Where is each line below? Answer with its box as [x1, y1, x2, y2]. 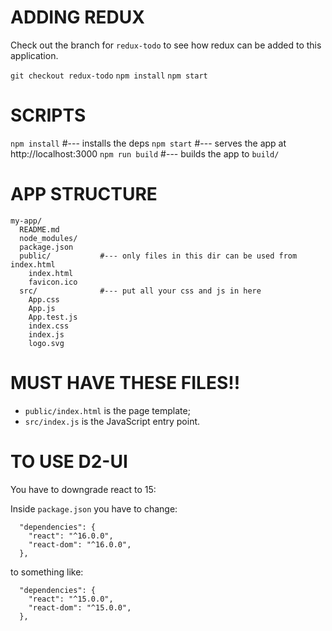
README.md [19, 224, 60, 235]
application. [10, 49, 59, 61]
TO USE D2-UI [10, 450, 128, 473]
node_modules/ [19, 233, 78, 243]
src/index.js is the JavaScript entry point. [24, 415, 201, 427]
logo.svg [28, 338, 65, 348]
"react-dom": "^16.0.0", [28, 539, 132, 550]
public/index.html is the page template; [24, 404, 191, 416]
